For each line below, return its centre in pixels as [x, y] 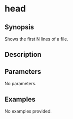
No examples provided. [28, 111]
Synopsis [19, 27]
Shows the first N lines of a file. [36, 39]
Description [23, 55]
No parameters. [20, 84]
